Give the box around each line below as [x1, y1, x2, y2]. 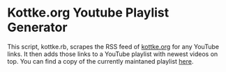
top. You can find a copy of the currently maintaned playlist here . [7, 57, 194, 65]
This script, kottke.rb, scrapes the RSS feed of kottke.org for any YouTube [7, 42, 220, 51]
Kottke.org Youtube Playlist [7, 5, 169, 21]
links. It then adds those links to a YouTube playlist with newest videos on [7, 50, 218, 58]
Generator [7, 19, 68, 35]
